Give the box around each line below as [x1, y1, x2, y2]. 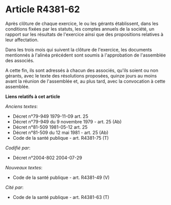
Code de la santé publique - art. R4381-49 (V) [12, 174, 110, 181]
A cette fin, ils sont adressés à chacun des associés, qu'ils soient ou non [5, 67, 159, 73]
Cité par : [5, 184, 24, 190]
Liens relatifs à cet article [5, 93, 60, 99]
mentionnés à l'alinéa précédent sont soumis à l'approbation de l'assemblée [5, 52, 166, 58]
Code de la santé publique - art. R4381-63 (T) [12, 194, 110, 200]
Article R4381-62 [5, 4, 80, 15]
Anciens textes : [5, 103, 38, 109]
